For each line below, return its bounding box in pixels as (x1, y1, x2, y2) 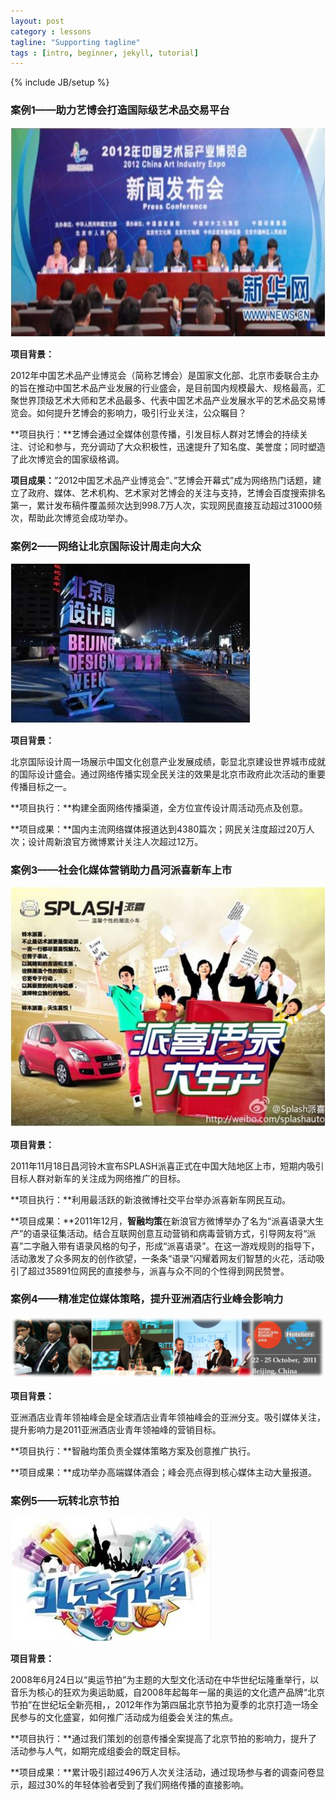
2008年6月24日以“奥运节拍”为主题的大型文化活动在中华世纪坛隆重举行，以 (10, 1674, 320, 1686)
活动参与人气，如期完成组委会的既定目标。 (10, 1745, 186, 1757)
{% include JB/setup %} (10, 76, 110, 89)
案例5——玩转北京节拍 (10, 1493, 120, 1507)
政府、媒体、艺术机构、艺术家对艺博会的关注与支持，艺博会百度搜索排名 (27, 486, 326, 499)
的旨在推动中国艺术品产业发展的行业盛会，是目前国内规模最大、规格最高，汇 (10, 381, 326, 394)
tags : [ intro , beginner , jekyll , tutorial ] (10, 48, 199, 58)
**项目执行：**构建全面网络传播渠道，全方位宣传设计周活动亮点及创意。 (10, 801, 309, 814)
